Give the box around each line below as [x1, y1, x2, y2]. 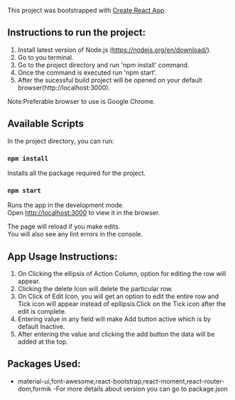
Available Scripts [7, 117, 84, 130]
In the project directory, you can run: [7, 137, 114, 145]
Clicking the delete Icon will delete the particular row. [17, 285, 173, 293]
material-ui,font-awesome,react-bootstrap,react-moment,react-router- [17, 377, 225, 385]
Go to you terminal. [17, 53, 74, 61]
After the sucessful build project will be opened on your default [17, 75, 202, 84]
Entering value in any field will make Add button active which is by [17, 315, 212, 323]
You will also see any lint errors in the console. [7, 230, 143, 238]
